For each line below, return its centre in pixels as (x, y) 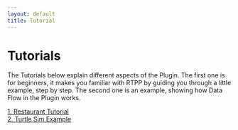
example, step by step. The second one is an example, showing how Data (115, 90)
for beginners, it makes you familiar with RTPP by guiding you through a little (119, 83)
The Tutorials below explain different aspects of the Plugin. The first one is (116, 75)
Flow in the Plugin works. (44, 98)
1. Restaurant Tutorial (38, 112)
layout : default (31, 14)
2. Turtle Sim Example (39, 119)
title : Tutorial (31, 21)
